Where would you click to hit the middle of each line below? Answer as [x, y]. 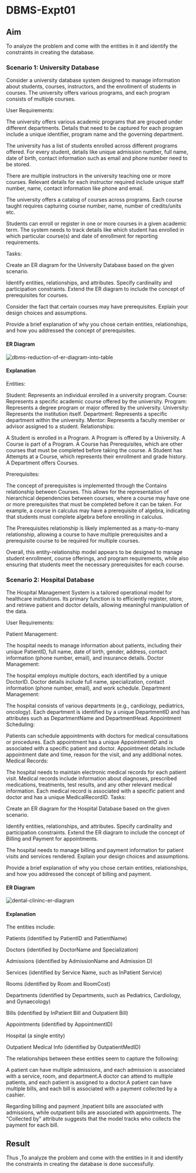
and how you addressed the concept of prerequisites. [71, 330]
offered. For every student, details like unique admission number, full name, [97, 152]
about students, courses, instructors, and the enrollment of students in [91, 86]
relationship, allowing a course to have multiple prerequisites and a [87, 534]
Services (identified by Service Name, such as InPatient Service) [84, 973]
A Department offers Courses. [43, 463]
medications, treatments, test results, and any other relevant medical [89, 785]
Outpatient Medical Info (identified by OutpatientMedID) [73, 1047]
